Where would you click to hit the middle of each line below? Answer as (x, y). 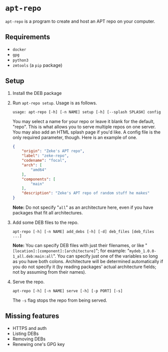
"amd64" (39, 170)
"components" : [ (39, 179)
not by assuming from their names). (49, 272)
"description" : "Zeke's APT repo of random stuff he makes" (86, 193)
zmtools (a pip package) (37, 65)
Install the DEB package (37, 93)
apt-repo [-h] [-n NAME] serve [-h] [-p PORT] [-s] (67, 291)
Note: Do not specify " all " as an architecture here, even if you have (83, 207)
